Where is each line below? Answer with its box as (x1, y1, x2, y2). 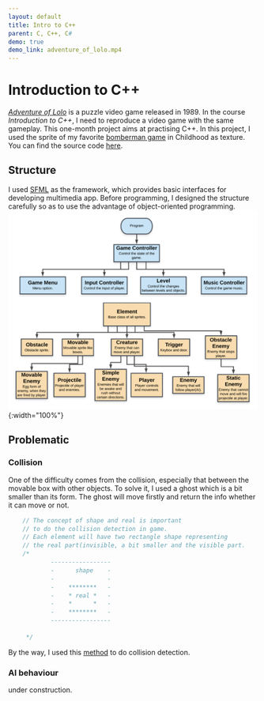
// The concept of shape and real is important (22, 516, 182, 525)
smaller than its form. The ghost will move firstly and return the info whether (8, 492, 256, 501)
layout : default (8, 13, 62, 21)
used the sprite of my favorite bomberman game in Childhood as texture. (8, 133, 246, 142)
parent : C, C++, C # (8, 29, 73, 37)
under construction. (8, 685, 73, 695)
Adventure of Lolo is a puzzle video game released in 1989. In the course (8, 107, 246, 117)
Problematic (8, 433, 70, 447)
